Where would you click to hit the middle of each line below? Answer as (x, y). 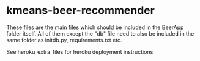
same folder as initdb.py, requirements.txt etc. (64, 40)
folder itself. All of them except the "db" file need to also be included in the (100, 33)
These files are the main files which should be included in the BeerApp (95, 27)
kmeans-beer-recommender (80, 11)
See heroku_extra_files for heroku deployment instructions (80, 51)
